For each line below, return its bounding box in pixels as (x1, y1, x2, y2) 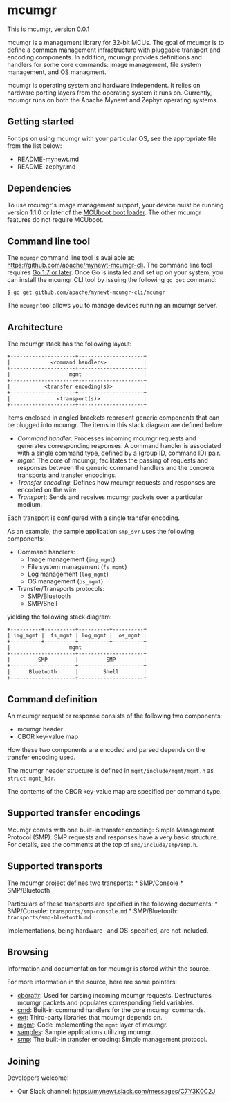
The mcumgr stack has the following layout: (7, 339, 132, 348)
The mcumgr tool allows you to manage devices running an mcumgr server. (7, 301, 218, 310)
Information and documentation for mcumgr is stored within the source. (7, 964, 211, 973)
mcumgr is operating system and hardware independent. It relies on (7, 81, 201, 89)
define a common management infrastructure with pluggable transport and (7, 46, 221, 54)
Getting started (7, 116, 75, 128)
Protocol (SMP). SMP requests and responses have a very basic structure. (7, 832, 219, 841)
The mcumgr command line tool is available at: (7, 254, 135, 262)
